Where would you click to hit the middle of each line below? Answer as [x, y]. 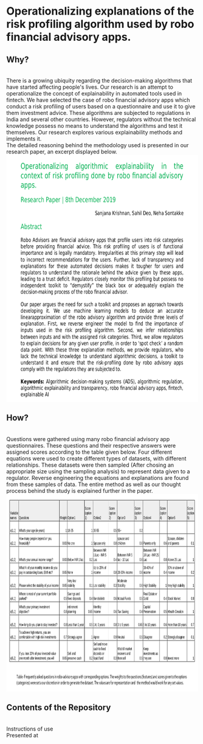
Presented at [22, 735]
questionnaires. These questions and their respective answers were [91, 445]
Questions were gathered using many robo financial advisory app [88, 439]
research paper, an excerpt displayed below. [62, 151]
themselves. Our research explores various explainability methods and [94, 132]
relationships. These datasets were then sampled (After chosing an [90, 465]
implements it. [24, 139]
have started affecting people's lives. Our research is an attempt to [90, 87]
